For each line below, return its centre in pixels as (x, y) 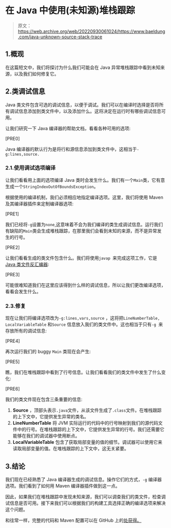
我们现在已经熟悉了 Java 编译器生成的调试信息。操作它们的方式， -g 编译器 (83, 479)
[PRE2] (13, 247)
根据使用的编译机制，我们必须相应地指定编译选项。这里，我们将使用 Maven (84, 197)
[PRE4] (13, 341)
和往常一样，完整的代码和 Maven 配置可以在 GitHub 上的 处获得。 (73, 520)
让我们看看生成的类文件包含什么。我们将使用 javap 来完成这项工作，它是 (81, 258)
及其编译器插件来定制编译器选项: (39, 203)
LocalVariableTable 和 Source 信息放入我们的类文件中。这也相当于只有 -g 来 (84, 324)
